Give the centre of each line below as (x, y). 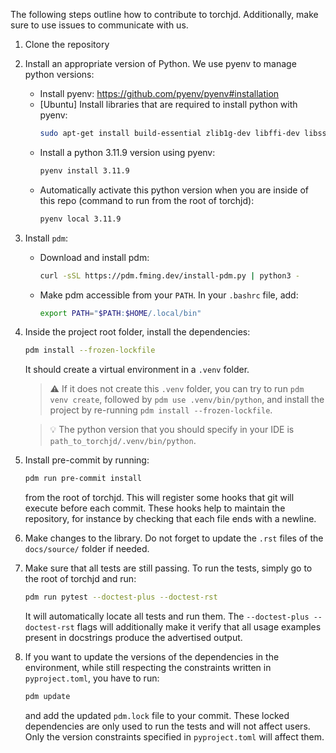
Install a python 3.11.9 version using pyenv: (127, 152)
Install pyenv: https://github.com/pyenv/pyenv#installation (159, 93)
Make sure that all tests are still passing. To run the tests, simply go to (168, 568)
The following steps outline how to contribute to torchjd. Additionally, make (164, 14)
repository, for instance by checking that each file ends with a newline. (170, 519)
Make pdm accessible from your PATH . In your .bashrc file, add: (169, 295)
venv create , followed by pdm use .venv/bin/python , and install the (187, 400)
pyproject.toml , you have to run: (92, 678)
